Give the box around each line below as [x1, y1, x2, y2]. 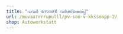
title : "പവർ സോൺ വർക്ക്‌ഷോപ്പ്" [6, 8, 89, 14]
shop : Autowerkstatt [6, 19, 57, 25]
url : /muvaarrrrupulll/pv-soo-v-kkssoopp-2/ [6, 14, 118, 20]
